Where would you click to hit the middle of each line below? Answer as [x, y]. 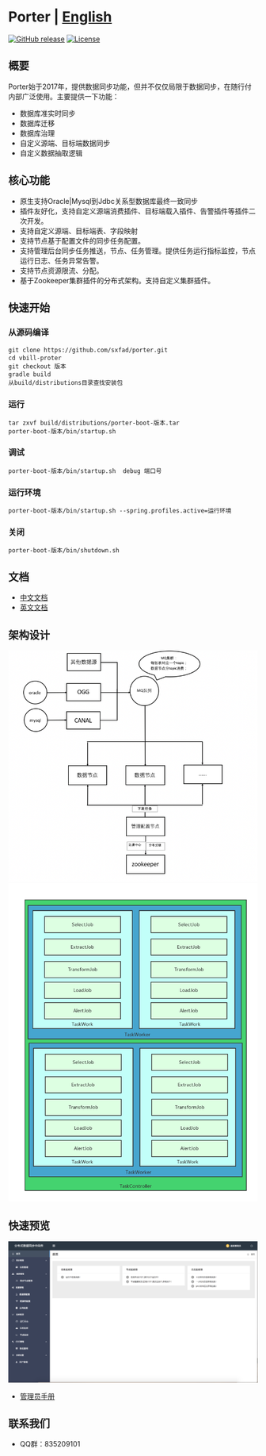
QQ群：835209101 [50, 1444]
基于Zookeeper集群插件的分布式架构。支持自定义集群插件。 [117, 280]
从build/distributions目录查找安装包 [66, 383]
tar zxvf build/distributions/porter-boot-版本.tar [94, 423]
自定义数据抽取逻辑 [51, 153]
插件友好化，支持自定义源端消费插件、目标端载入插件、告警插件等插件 [134, 211]
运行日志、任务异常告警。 [61, 260]
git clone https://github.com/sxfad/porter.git [88, 350]
